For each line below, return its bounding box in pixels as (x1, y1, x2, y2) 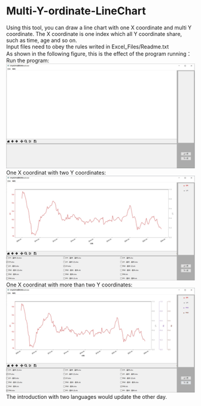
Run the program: (6, 57, 50, 64)
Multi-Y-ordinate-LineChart (6, 4, 147, 18)
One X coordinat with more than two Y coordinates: (6, 281, 133, 288)
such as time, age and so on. (6, 36, 78, 44)
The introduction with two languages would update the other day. (6, 393, 167, 401)
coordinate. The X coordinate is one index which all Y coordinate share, (6, 30, 182, 37)
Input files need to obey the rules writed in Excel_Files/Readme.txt (6, 43, 169, 50)
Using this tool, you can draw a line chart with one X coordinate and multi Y (6, 24, 192, 31)
